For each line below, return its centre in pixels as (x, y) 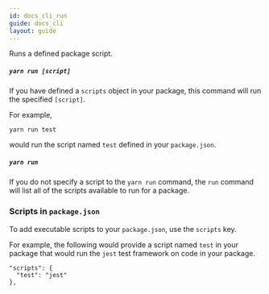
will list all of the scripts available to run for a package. (99, 191)
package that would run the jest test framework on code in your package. (132, 253)
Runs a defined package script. (61, 54)
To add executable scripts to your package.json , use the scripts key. (123, 229)
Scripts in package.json (54, 212)
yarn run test (33, 130)
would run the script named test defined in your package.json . (113, 145)
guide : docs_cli (36, 23)
